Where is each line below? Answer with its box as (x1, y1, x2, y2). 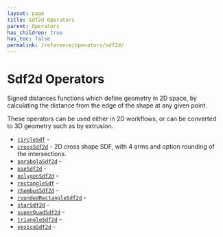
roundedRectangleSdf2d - (16, 193, 87, 201)
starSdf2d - (16, 200, 50, 209)
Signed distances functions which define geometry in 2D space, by (7, 94, 198, 102)
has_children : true (7, 29, 63, 36)
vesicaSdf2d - (16, 222, 56, 230)
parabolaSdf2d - (16, 157, 62, 165)
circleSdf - (16, 135, 50, 143)
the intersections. (16, 149, 67, 158)
